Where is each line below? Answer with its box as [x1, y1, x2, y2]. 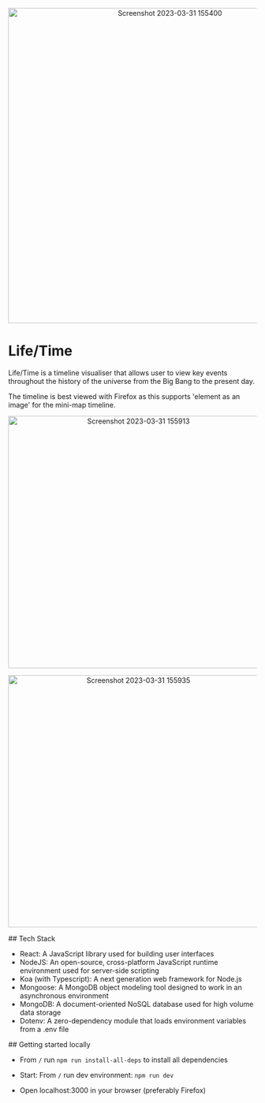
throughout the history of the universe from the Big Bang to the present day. [8, 376, 255, 386]
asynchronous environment [19, 990, 109, 1001]
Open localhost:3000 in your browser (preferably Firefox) [19, 1085, 207, 1095]
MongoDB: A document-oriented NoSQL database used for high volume [19, 999, 254, 1008]
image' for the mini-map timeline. [8, 400, 116, 409]
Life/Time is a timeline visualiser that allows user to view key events [8, 367, 228, 378]
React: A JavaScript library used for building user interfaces [19, 948, 215, 958]
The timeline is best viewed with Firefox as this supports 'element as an [8, 391, 241, 401]
